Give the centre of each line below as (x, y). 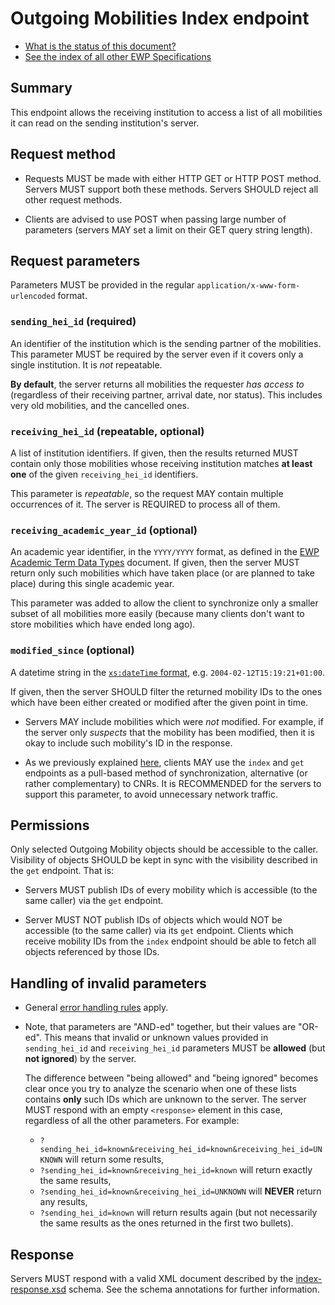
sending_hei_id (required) (73, 322)
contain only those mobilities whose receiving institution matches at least (161, 463)
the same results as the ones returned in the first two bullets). (166, 1223)
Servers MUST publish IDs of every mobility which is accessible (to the (171, 890)
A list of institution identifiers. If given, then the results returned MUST (154, 453)
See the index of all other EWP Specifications (118, 56)
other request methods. (73, 199)
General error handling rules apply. (96, 1008)
